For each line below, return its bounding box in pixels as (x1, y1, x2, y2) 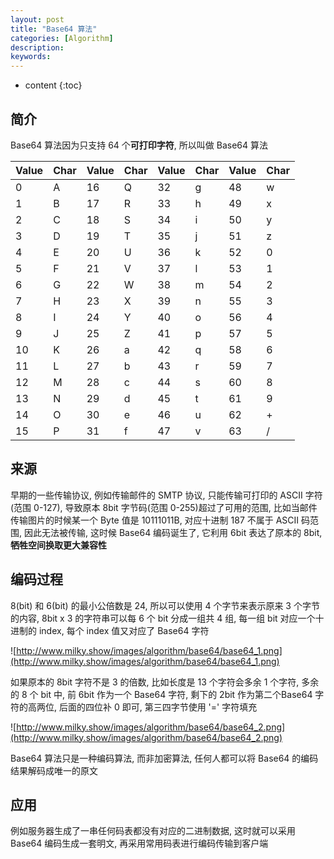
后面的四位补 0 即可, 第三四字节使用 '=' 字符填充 (58, 701, 258, 713)
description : (10, 42, 65, 53)
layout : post (10, 14, 65, 25)
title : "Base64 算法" (10, 24, 98, 34)
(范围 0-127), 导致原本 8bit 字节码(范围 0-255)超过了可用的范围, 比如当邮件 (10, 501, 318, 513)
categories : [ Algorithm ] (10, 33, 114, 43)
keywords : (10, 52, 52, 62)
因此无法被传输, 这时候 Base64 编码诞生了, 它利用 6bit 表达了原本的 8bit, (23, 526, 323, 538)
